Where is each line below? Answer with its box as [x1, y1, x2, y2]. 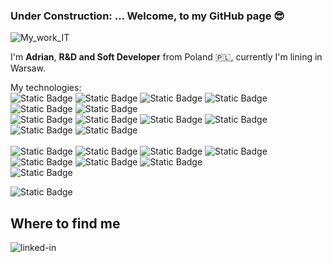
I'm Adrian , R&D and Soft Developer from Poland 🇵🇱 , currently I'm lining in [10, 51, 323, 63]
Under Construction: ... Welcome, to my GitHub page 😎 [10, 9, 285, 23]
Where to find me [10, 215, 121, 232]
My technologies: [10, 82, 82, 94]
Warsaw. [10, 62, 46, 74]
